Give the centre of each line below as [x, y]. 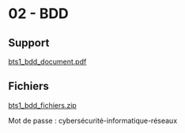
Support [29, 43]
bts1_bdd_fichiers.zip [42, 105]
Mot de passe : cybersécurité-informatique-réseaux [93, 120]
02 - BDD [38, 14]
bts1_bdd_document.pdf [47, 61]
